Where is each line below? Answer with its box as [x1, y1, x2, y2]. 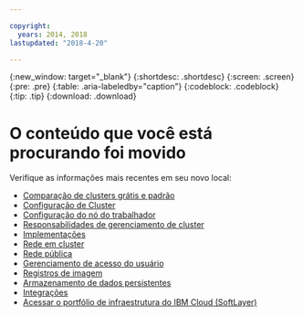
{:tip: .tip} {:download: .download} [9, 90, 137, 101]
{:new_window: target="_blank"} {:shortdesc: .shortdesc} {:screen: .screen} [9, 71, 295, 82]
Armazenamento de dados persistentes [22, 278, 172, 289]
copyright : [9, 21, 51, 30]
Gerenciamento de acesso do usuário [22, 258, 164, 269]
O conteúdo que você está [9, 122, 213, 143]
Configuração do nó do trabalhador [22, 209, 157, 220]
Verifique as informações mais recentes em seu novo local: [9, 173, 233, 184]
